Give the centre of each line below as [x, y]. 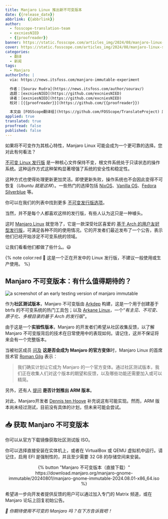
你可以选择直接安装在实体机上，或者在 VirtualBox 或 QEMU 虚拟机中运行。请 [84, 451]
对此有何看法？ [20, 151]
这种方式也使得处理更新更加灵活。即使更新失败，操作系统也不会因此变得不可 [84, 179]
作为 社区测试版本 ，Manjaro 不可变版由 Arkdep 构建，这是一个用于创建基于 [82, 304]
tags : [11, 66]
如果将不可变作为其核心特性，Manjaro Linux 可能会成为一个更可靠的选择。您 [84, 145]
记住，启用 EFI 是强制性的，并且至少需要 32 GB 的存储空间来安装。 [74, 457]
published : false [23, 130]
